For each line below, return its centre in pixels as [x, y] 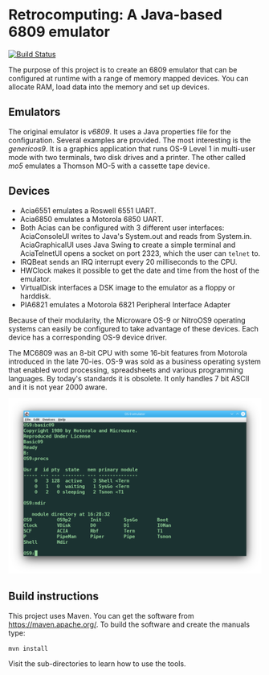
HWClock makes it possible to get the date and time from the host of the [139, 270]
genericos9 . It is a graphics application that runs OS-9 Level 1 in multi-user [132, 148]
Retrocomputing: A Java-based [115, 15]
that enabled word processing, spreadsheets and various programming [126, 370]
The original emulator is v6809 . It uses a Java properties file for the [120, 131]
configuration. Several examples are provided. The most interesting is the [130, 140]
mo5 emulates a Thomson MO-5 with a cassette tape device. [109, 166]
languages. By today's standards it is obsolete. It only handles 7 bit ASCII [129, 378]
